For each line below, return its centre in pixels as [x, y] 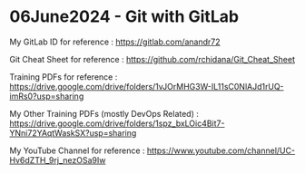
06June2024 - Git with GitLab [124, 17]
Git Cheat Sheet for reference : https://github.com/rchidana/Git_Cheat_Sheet [152, 59]
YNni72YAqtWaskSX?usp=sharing [73, 132]
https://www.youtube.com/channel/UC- [221, 150]
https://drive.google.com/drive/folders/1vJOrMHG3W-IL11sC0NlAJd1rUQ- [147, 86]
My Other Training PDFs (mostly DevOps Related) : [104, 113]
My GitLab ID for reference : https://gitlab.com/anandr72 [115, 42]
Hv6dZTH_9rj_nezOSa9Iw [58, 159]
